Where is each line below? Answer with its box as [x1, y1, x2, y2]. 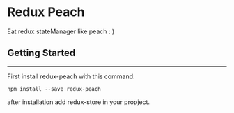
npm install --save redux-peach [7, 85, 101, 92]
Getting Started [7, 47, 76, 59]
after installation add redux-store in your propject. [7, 98, 150, 106]
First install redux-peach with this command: [7, 72, 135, 80]
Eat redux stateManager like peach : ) [7, 27, 115, 35]
